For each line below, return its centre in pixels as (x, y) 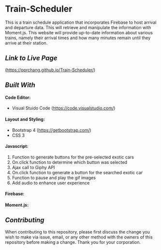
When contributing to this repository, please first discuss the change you (77, 232)
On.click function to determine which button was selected (69, 162)
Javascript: (17, 146)
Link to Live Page (31, 58)
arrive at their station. (26, 43)
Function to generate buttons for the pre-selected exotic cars (73, 157)
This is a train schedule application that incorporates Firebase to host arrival (81, 22)
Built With (20, 85)
